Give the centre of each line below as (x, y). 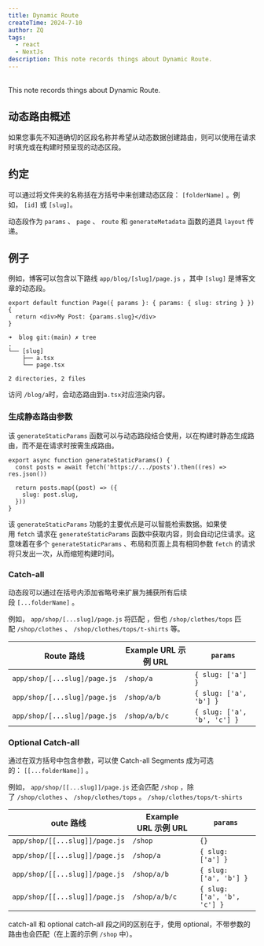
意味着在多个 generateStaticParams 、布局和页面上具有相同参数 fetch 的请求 (132, 543)
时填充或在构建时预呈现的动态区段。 (67, 147)
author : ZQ (26, 30)
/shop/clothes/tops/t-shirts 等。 (129, 628)
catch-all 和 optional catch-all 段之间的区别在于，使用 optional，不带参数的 (129, 924)
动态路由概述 (39, 117)
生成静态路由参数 (40, 417)
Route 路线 (64, 656)
